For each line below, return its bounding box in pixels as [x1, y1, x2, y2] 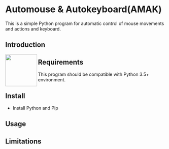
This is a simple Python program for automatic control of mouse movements [5, 20, 164, 26]
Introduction [5, 41, 46, 49]
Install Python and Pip [12, 105, 58, 111]
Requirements [38, 57, 84, 67]
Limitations [5, 137, 42, 145]
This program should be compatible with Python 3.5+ [38, 71, 149, 77]
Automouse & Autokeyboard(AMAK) [5, 4, 162, 15]
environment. [38, 77, 66, 83]
